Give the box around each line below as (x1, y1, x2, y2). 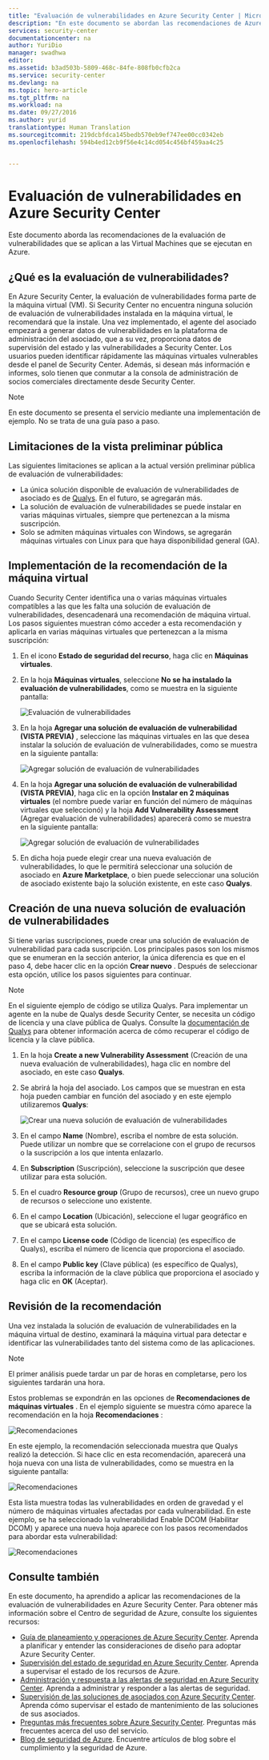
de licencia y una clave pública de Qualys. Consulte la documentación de (8, 1018, 250, 1027)
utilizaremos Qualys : (19, 1099, 89, 1109)
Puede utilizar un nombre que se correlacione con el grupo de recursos (19, 1139, 256, 1149)
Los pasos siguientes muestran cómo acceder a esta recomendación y (8, 618, 243, 628)
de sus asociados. (19, 1709, 80, 1718)
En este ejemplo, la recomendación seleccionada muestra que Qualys (8, 1441, 239, 1450)
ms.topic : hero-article (8, 86, 88, 94)
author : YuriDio (8, 42, 62, 50)
